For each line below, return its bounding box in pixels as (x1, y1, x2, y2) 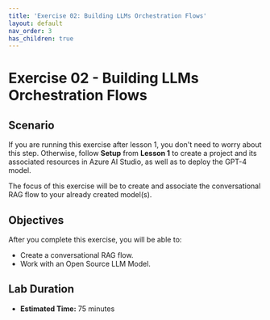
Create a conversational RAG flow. (19, 251, 134, 260)
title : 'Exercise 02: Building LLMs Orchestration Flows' (8, 11, 207, 20)
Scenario (8, 118, 55, 132)
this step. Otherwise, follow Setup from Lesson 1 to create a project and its (8, 149, 257, 158)
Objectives (8, 213, 64, 227)
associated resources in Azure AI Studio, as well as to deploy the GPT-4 (8, 157, 247, 166)
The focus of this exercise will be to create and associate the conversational (8, 181, 261, 191)
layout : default (8, 19, 63, 27)
